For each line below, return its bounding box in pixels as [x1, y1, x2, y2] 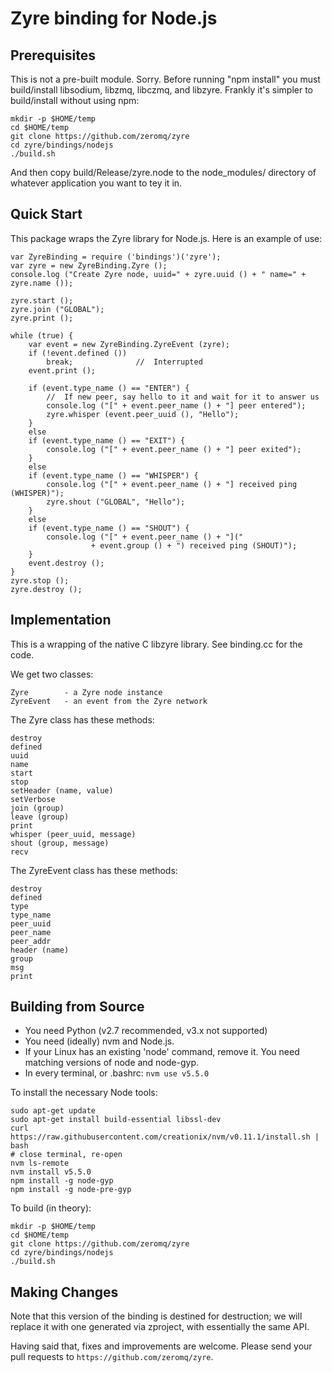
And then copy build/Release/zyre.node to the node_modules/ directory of [10, 167, 317, 178]
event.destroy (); [28, 558, 105, 568]
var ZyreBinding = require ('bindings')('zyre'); [10, 252, 222, 262]
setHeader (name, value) [10, 785, 114, 796]
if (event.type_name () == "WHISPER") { [28, 470, 199, 481]
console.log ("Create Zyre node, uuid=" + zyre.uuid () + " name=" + [10, 269, 307, 279]
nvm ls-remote [10, 1158, 70, 1169]
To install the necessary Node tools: [10, 1087, 158, 1099]
